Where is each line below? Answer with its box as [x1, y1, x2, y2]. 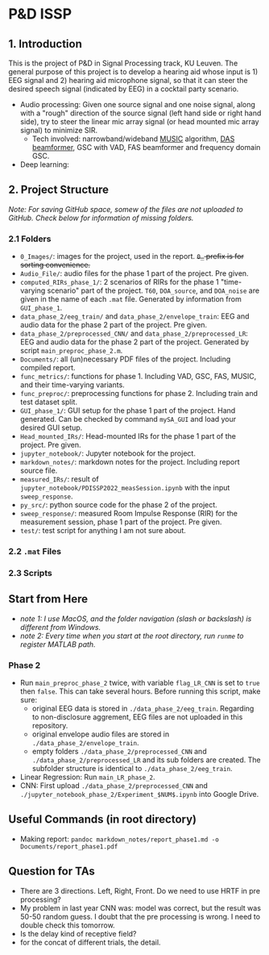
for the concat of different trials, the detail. [19, 937, 161, 947]
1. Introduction [8, 37, 82, 51]
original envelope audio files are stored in [31, 729, 170, 739]
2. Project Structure [8, 183, 110, 197]
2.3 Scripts [8, 567, 52, 578]
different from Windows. [19, 622, 101, 632]
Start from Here [8, 592, 89, 606]
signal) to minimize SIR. [19, 126, 98, 135]
